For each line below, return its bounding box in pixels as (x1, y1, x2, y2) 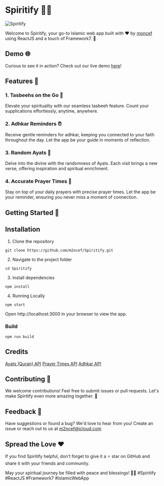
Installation (5, 225, 40, 234)
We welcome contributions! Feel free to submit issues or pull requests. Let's (5, 388, 159, 394)
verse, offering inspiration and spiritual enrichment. (5, 166, 109, 172)
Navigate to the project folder (12, 256, 72, 262)
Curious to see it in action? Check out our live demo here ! (5, 62, 122, 68)
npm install (5, 284, 30, 289)
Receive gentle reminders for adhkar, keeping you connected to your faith (5, 131, 155, 137)
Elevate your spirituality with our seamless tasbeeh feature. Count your (5, 103, 149, 109)
